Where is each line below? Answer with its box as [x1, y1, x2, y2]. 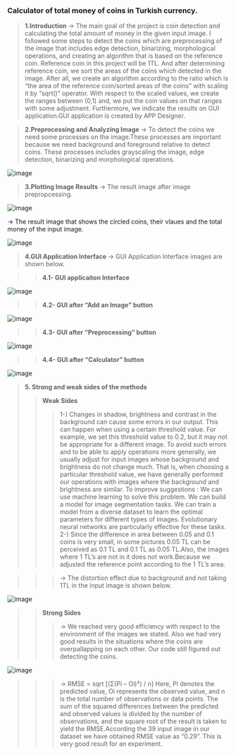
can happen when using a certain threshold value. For [59, 425, 216, 434]
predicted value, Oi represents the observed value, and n [59, 687, 225, 696]
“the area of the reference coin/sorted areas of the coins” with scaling [24, 82, 228, 90]
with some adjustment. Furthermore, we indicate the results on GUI [24, 104, 220, 113]
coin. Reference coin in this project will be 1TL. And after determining [24, 59, 225, 68]
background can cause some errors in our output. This [59, 418, 218, 426]
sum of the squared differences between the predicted [59, 702, 219, 711]
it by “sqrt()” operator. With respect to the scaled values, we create [24, 89, 220, 97]
